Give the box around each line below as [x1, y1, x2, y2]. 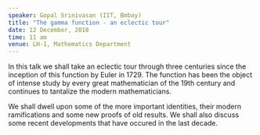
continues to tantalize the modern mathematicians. [8, 87, 172, 96]
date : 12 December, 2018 [8, 26, 89, 34]
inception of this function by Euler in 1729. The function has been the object [8, 70, 253, 80]
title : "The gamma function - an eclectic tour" [8, 19, 170, 27]
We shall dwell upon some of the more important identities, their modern [8, 102, 241, 112]
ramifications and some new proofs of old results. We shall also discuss [8, 110, 240, 119]
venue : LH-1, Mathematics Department [8, 41, 132, 48]
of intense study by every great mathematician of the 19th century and [8, 79, 236, 88]
